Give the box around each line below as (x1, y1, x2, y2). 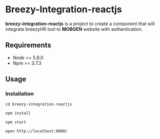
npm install (5, 111, 31, 116)
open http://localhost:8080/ (5, 129, 68, 134)
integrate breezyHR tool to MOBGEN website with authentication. (5, 26, 143, 32)
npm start (5, 120, 27, 125)
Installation (5, 90, 34, 97)
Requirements (5, 41, 51, 50)
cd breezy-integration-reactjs (5, 102, 72, 107)
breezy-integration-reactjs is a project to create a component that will (5, 21, 155, 27)
